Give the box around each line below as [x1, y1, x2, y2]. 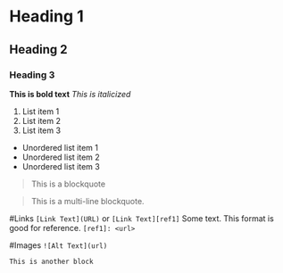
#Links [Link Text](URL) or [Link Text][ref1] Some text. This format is [9, 212, 274, 224]
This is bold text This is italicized [9, 88, 131, 99]
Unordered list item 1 [21, 142, 98, 153]
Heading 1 [9, 6, 85, 27]
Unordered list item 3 [21, 161, 100, 171]
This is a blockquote [30, 178, 105, 189]
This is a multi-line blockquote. [30, 195, 145, 206]
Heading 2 [9, 42, 69, 57]
